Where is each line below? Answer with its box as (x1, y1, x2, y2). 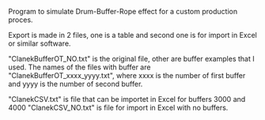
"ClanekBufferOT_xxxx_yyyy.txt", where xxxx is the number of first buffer (8, 71, 246, 80)
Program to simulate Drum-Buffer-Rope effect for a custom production (8, 7, 238, 16)
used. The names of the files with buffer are (8, 62, 151, 72)
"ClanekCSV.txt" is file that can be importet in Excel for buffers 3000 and (8, 95, 246, 103)
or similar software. (8, 39, 71, 48)
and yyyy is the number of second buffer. (8, 79, 143, 88)
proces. (8, 15, 33, 24)
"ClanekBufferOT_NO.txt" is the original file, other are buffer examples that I (8, 54, 255, 63)
